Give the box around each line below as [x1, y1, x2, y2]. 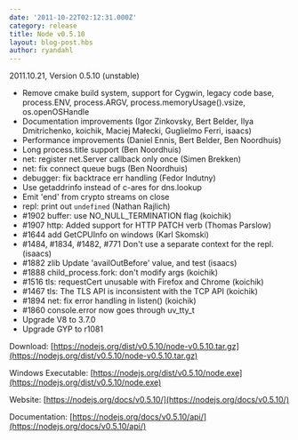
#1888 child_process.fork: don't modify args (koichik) [21, 268, 219, 278]
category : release [9, 21, 77, 30]
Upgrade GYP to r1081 [21, 324, 104, 334]
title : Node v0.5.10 [9, 29, 86, 38]
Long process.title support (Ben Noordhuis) [21, 144, 182, 156]
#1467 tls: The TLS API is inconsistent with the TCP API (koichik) [21, 286, 258, 297]
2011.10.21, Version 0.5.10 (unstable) [9, 70, 140, 81]
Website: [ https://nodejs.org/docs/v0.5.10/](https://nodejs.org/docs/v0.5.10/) [9, 395, 290, 405]
